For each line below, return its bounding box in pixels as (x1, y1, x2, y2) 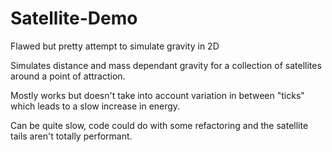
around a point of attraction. (10, 70, 126, 82)
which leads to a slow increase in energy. (10, 100, 181, 112)
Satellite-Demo (10, 7, 138, 30)
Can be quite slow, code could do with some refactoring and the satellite (10, 119, 309, 131)
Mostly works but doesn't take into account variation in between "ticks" (10, 89, 305, 101)
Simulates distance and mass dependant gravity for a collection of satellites (10, 59, 322, 71)
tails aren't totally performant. (10, 130, 133, 142)
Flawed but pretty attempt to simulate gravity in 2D (10, 40, 220, 52)
